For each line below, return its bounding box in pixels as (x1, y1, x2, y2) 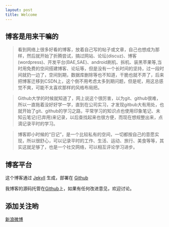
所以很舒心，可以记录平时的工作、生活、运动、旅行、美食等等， (26, 138, 160, 144)
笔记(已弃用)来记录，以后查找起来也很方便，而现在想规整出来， (26, 115, 159, 121)
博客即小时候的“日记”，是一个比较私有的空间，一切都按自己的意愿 (17, 131, 155, 137)
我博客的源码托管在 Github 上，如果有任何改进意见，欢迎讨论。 (5, 185, 135, 192)
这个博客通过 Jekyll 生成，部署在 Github (5, 175, 89, 181)
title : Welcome (5, 12, 37, 17)
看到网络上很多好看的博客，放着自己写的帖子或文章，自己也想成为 (17, 47, 155, 53)
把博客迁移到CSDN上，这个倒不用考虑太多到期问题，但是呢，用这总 (17, 78, 159, 84)
